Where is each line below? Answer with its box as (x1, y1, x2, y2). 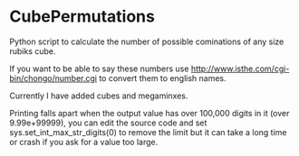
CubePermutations (9, 6, 156, 27)
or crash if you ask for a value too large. (9, 136, 159, 147)
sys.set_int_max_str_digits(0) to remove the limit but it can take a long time (9, 126, 287, 137)
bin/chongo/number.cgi (9, 72, 98, 83)
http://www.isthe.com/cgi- (190, 63, 290, 74)
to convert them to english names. (99, 72, 227, 83)
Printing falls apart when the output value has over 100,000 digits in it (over (9, 107, 290, 118)
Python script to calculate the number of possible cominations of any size (9, 36, 285, 47)
